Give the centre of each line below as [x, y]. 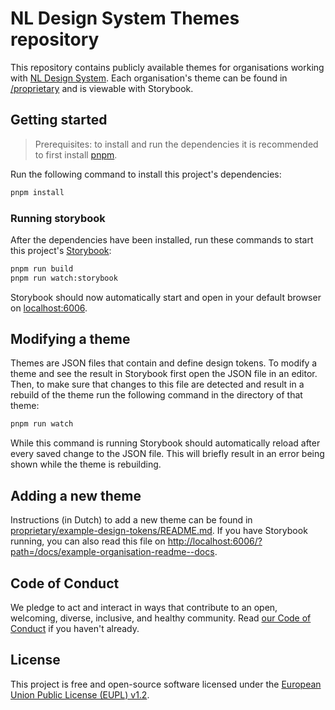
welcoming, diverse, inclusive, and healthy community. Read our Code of [161, 618]
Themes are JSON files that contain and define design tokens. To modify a [164, 363]
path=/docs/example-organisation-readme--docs [112, 552]
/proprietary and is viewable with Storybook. [102, 88]
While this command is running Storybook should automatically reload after [165, 443]
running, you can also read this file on [88, 541]
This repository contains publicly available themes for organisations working [167, 67]
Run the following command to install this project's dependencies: [146, 174]
